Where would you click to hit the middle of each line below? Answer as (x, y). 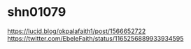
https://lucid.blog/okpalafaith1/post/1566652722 (77, 31)
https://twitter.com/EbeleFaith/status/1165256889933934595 (95, 38)
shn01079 (37, 12)
